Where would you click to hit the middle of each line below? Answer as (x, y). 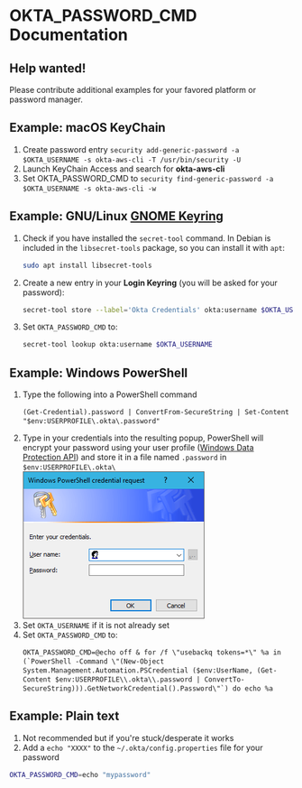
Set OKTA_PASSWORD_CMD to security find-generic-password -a (148, 178)
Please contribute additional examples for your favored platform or (133, 90)
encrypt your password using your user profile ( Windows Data (138, 448)
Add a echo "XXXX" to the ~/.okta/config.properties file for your (142, 747)
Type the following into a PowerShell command (110, 394)
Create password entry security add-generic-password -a (131, 149)
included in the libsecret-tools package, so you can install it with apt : (154, 247)
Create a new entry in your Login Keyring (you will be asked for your (150, 283)
